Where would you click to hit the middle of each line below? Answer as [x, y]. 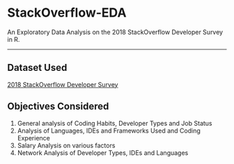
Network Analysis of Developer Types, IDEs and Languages [103, 153]
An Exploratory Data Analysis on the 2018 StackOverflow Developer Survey [115, 32]
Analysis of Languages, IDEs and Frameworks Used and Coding [109, 131]
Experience [33, 138]
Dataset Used [37, 68]
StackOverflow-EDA [67, 13]
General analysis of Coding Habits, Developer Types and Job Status [115, 123]
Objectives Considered [58, 107]
